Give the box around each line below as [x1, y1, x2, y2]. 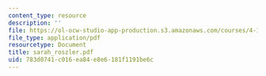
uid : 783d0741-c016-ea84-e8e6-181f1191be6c [8, 56, 154, 64]
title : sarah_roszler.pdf [8, 48, 93, 56]
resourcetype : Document [8, 41, 87, 49]
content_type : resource [8, 11, 87, 20]
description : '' [8, 19, 62, 27]
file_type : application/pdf [8, 33, 101, 42]
